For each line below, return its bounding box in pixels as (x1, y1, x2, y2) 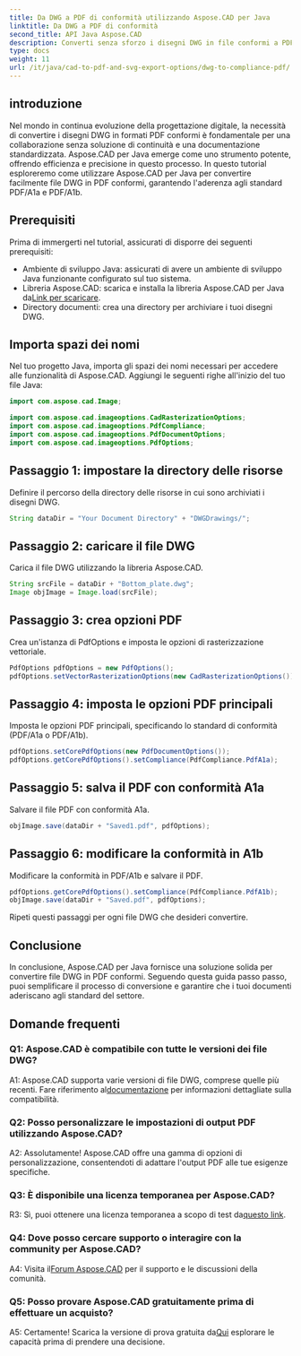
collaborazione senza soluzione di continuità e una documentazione (9, 139, 261, 150)
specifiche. (9, 1167, 51, 1178)
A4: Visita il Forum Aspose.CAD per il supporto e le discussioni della (9, 1263, 258, 1274)
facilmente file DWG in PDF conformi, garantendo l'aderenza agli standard (9, 177, 283, 188)
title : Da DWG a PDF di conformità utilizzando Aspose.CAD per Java (9, 13, 271, 22)
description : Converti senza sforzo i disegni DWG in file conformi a (9, 38, 279, 48)
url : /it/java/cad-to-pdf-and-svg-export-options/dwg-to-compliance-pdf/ (9, 64, 291, 73)
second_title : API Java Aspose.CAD (9, 30, 142, 39)
